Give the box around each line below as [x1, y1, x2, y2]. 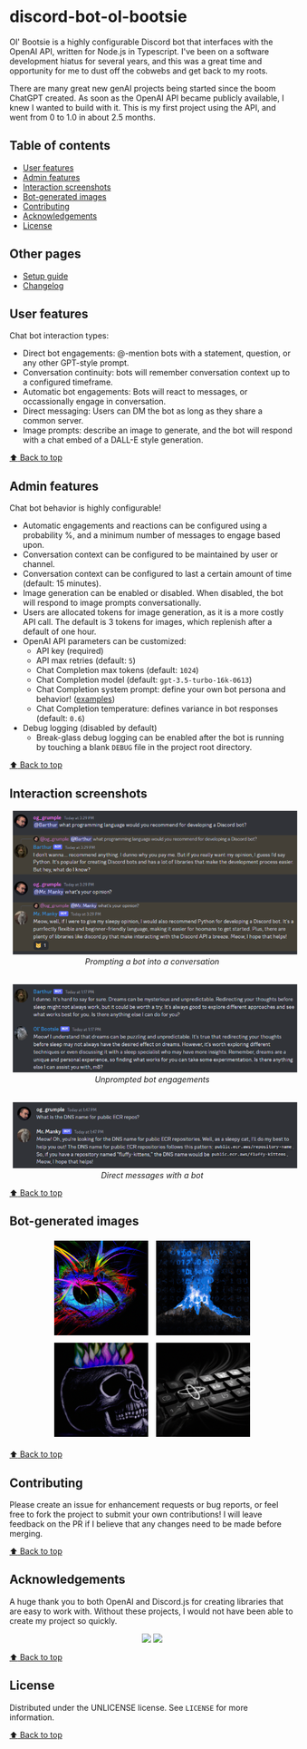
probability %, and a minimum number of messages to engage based [22, 530, 281, 541]
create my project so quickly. [9, 1615, 118, 1626]
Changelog [22, 279, 64, 291]
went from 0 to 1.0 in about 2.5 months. [9, 112, 156, 122]
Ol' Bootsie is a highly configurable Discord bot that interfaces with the [9, 36, 273, 47]
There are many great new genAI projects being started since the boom [9, 83, 276, 93]
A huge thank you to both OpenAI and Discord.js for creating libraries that [9, 1596, 283, 1607]
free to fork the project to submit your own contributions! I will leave [9, 1509, 263, 1519]
